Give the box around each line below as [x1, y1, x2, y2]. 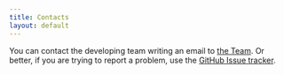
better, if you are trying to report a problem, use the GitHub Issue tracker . [9, 55, 277, 65]
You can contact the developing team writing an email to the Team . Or [9, 45, 264, 55]
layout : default [9, 21, 69, 30]
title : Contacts [9, 12, 69, 22]
